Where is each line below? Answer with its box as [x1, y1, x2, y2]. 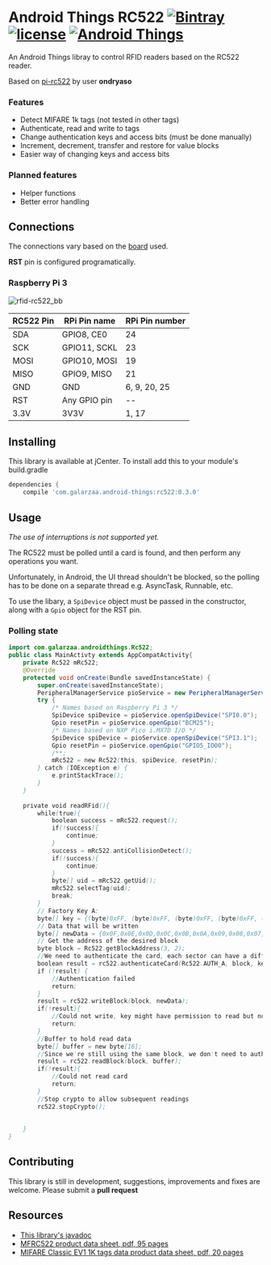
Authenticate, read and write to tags [19, 124, 140, 134]
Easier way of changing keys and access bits [19, 150, 170, 159]
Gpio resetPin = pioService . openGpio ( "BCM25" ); [51, 719, 215, 728]
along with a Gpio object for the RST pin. [8, 605, 143, 615]
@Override [23, 666, 56, 674]
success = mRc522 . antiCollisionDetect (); [51, 847, 194, 855]
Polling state [8, 625, 59, 636]
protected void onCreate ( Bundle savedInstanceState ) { [23, 673, 211, 681]
